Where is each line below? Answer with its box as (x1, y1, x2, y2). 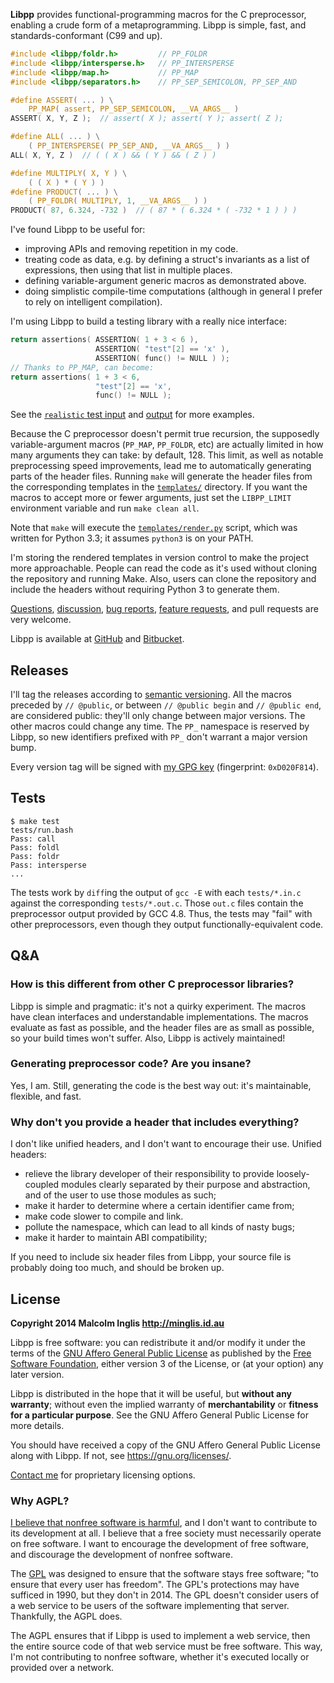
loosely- (276, 1168, 310, 1180)
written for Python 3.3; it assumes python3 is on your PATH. (10, 532, 254, 544)
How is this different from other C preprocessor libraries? (10, 977, 295, 991)
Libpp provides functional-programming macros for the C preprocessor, (10, 9, 307, 20)
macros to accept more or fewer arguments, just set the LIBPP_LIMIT (10, 492, 292, 504)
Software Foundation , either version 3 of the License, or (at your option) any (10, 1357, 324, 1369)
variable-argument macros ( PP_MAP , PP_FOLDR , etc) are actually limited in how (10, 439, 324, 451)
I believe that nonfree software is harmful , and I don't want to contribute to (10, 1517, 318, 1529)
